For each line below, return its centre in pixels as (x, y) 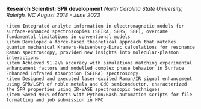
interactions (23, 58)
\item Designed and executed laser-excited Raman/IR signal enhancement (99, 79)
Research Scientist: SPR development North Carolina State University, (95, 9)
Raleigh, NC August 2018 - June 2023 (53, 15)
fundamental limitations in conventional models (68, 37)
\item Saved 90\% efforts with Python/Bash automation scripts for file (99, 95)
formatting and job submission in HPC (55, 100)
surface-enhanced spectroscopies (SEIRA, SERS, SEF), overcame (87, 31)
